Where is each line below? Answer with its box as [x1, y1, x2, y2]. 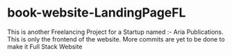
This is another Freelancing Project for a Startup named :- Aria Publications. [7, 28, 224, 36]
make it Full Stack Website [7, 42, 83, 50]
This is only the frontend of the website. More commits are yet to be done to [7, 35, 225, 43]
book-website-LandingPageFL [7, 5, 186, 21]
